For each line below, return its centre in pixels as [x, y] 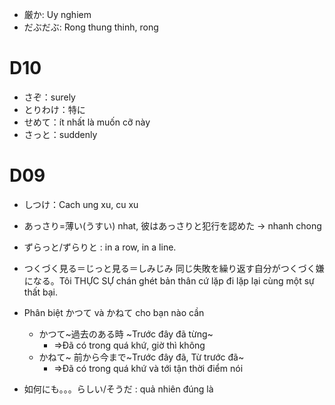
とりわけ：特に [54, 109]
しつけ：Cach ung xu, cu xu [81, 204]
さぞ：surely [49, 97]
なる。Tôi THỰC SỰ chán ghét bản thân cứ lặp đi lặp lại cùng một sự [173, 280]
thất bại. [41, 292]
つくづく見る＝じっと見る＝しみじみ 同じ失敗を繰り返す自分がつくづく [169, 268]
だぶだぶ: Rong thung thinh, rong [91, 27]
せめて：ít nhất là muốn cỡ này [87, 122]
